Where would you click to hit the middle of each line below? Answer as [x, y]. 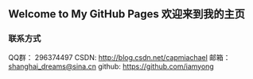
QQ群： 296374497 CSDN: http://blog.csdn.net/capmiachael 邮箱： [119, 57]
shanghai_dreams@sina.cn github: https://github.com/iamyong [111, 66]
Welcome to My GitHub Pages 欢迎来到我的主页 [127, 14]
